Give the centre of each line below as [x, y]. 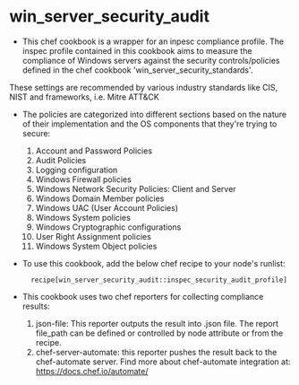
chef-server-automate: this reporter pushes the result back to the [156, 352]
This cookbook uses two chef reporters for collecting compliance [143, 296]
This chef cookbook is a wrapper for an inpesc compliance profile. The [153, 41]
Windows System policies [83, 217]
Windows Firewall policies [83, 179]
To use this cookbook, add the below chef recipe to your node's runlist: [154, 263]
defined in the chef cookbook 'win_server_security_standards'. [137, 70]
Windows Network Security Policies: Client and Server [136, 188]
